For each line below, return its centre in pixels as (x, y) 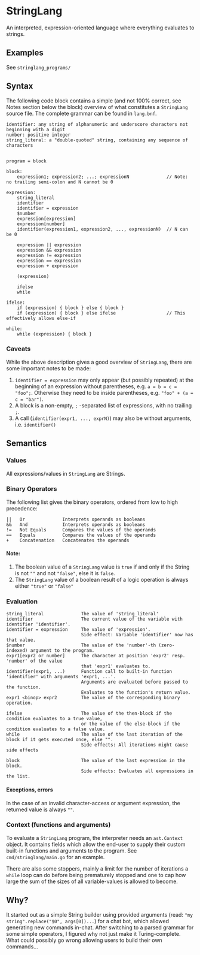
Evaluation (22, 602)
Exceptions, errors (30, 790)
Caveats (19, 349)
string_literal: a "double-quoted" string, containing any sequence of (97, 140)
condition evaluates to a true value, (54, 719)
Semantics (27, 444)
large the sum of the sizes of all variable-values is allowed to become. (92, 881)
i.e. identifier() (36, 424)
